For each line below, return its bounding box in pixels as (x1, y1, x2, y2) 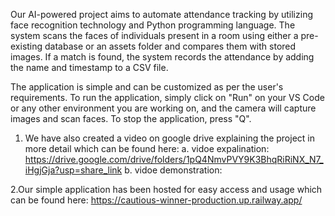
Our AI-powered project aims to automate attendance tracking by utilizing (10, 9, 313, 20)
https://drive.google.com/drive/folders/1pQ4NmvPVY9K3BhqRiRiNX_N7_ (24, 154, 324, 165)
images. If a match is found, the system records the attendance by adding (10, 51, 315, 63)
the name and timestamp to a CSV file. (10, 62, 169, 73)
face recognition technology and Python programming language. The (10, 19, 296, 31)
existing (10, 40, 43, 52)
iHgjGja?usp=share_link (24, 164, 123, 176)
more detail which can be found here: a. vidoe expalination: (24, 143, 270, 154)
